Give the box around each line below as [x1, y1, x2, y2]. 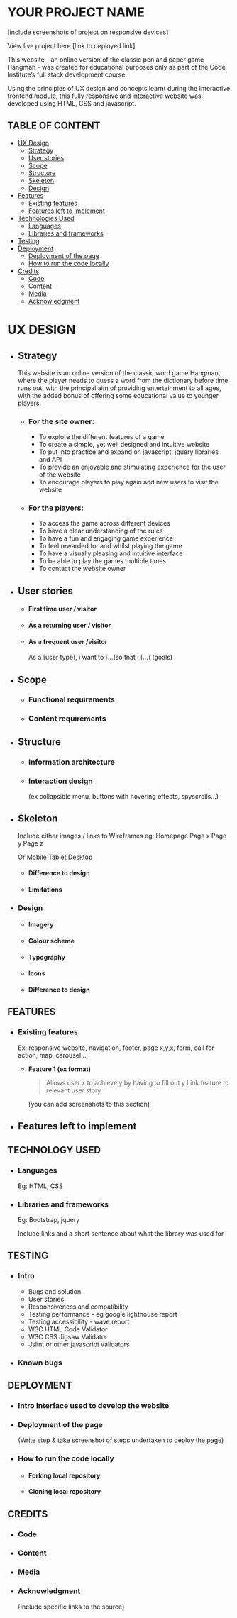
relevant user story [45, 1086, 101, 1095]
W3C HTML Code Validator [28, 1324, 108, 1334]
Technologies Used [17, 214, 75, 222]
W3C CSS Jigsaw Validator [28, 1332, 108, 1341]
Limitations [28, 885, 62, 894]
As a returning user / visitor [28, 621, 111, 629]
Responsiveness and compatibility [28, 1302, 129, 1311]
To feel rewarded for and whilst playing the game [38, 542, 182, 550]
